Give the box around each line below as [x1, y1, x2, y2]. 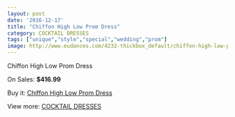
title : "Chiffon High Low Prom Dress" [7, 23, 120, 30]
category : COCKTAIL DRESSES [7, 29, 90, 37]
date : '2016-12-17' [7, 17, 64, 24]
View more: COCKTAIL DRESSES [7, 102, 101, 110]
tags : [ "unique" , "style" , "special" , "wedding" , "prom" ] [7, 36, 168, 43]
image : [7, 42, 27, 49]
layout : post [7, 10, 45, 17]
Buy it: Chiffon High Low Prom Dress [7, 88, 113, 97]
